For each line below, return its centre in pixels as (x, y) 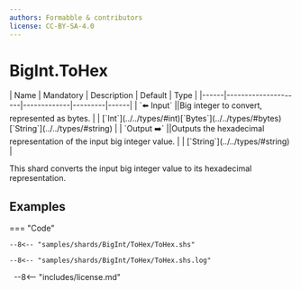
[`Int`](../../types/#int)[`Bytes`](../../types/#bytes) (192, 119)
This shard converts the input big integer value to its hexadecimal (131, 168)
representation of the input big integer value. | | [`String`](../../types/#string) (150, 141)
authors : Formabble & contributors (76, 18)
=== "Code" (32, 228)
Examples (37, 207)
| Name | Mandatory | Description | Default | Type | (104, 95)
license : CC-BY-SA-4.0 (52, 26)
